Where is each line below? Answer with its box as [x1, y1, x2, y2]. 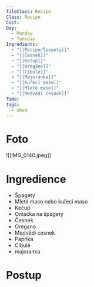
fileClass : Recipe [6, 8, 51, 15]
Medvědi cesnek [14, 229, 55, 236]
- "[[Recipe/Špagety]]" [11, 47, 69, 53]
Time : [6, 96, 19, 102]
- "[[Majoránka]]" [11, 74, 57, 80]
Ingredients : [6, 42, 38, 48]
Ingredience [6, 172, 66, 186]
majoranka [14, 248, 41, 255]
